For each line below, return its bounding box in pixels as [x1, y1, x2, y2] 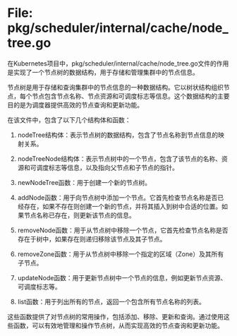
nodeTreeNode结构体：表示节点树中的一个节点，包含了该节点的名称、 [17, 154, 222, 163]
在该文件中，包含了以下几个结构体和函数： [7, 115, 131, 124]
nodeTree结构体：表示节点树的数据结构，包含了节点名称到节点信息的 [17, 131, 219, 139]
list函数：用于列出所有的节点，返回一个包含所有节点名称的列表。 [17, 297, 206, 306]
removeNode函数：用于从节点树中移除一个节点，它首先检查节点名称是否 [17, 226, 229, 234]
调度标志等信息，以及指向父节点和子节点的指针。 [36, 163, 178, 172]
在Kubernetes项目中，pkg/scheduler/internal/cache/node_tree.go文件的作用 [7, 59, 229, 68]
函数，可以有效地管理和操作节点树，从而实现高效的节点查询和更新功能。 [13, 321, 224, 330]
